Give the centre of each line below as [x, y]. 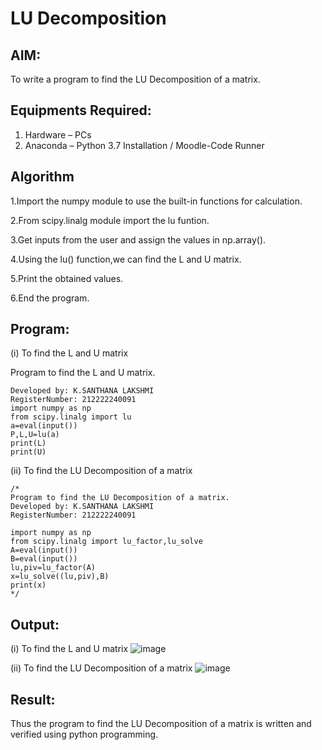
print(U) [28, 452]
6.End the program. [50, 298]
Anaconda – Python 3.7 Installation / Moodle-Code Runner [144, 145]
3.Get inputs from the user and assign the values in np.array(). [138, 239]
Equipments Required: [81, 110]
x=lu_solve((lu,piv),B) [60, 577]
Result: [33, 699]
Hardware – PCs [58, 134]
